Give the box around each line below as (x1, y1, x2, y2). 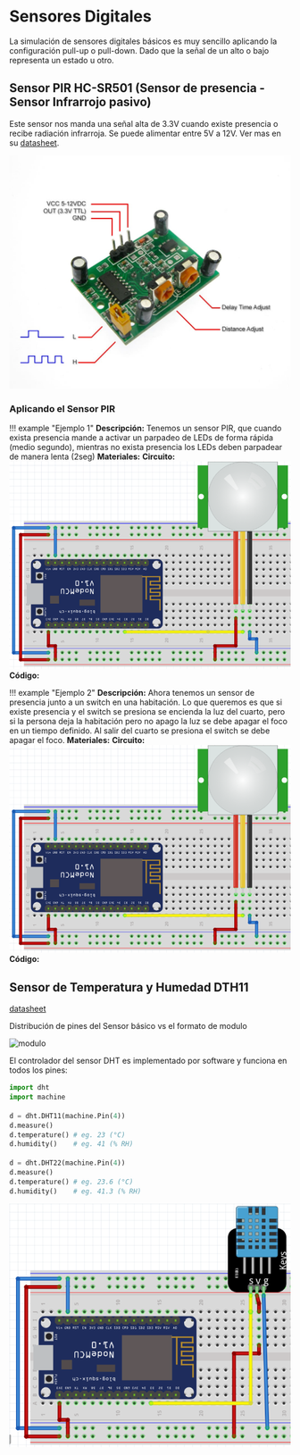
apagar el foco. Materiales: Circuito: (9, 735, 146, 746)
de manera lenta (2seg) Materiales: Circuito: (9, 451, 176, 462)
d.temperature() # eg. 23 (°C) (9, 1130, 126, 1140)
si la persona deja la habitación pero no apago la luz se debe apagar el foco (9, 716, 288, 727)
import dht (9, 1083, 50, 1092)
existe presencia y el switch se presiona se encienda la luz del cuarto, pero (9, 707, 286, 717)
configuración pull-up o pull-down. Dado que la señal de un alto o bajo (9, 45, 270, 55)
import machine (9, 1092, 66, 1101)
